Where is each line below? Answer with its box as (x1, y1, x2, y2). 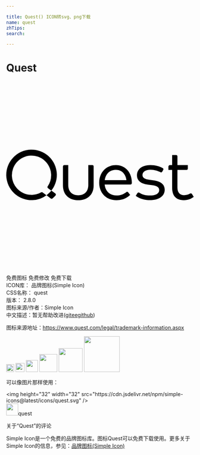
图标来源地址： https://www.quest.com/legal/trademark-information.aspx (6, 324, 185, 331)
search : (6, 30, 26, 36)
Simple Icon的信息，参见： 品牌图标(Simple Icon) (6, 443, 125, 450)
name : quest (6, 19, 36, 26)
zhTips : (6, 25, 26, 31)
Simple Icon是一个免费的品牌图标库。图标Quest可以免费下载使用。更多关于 (6, 435, 190, 442)
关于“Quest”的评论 (6, 422, 52, 429)
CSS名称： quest (6, 289, 48, 296)
